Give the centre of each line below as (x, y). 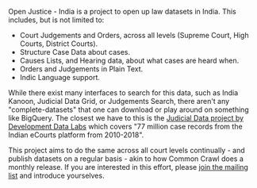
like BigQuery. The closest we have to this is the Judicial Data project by (126, 118)
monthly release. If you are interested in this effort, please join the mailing (128, 167)
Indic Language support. (60, 77)
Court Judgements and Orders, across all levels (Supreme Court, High (134, 35)
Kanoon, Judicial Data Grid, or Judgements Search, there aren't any (119, 101)
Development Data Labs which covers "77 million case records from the (126, 127)
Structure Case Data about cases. (75, 52)
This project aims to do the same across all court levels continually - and (127, 150)
